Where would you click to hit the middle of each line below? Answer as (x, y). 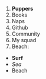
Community (26, 34)
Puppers (22, 9)
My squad (24, 40)
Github (20, 27)
